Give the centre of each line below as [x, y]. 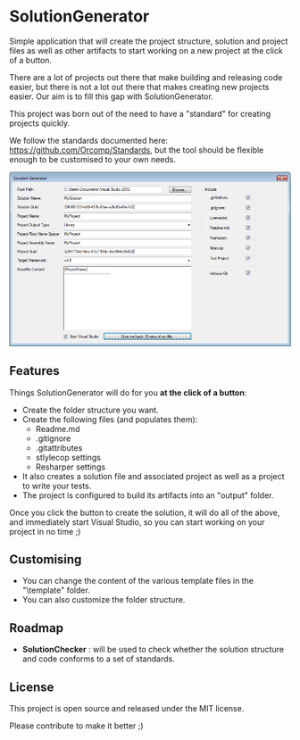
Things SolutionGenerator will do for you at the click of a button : [128, 392]
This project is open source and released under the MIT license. [127, 708]
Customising [46, 559]
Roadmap [37, 628]
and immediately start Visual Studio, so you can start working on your [137, 522]
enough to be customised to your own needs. [93, 159]
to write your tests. [57, 486]
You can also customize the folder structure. [104, 600]
